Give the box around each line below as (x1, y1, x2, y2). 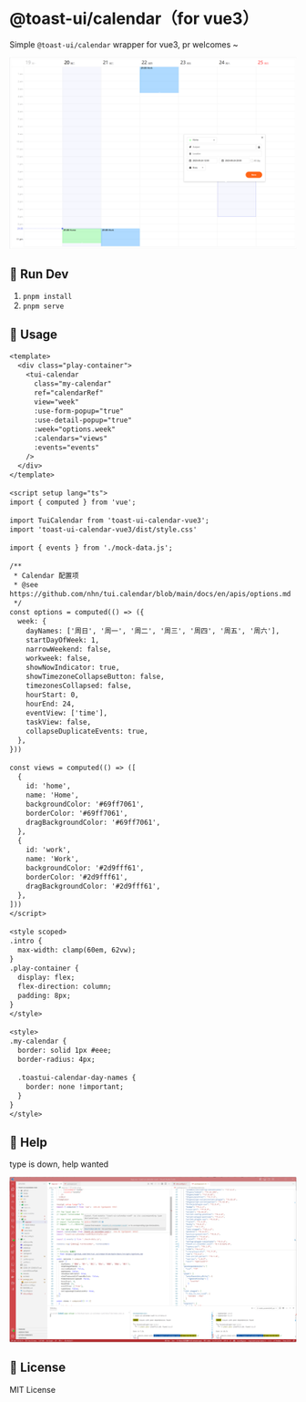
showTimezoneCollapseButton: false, (25, 672, 166, 682)
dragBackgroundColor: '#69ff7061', (25, 818, 161, 828)
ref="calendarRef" (33, 388, 104, 397)
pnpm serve (22, 302, 65, 311)
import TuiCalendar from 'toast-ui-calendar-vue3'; (9, 516, 209, 525)
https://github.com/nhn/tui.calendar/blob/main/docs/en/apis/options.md (9, 590, 291, 599)
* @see (13, 581, 39, 590)
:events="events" (33, 443, 100, 452)
